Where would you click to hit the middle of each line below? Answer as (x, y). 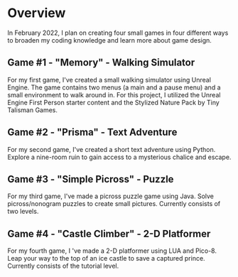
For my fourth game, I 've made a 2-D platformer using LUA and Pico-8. (112, 251)
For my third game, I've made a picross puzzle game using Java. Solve (111, 196)
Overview (37, 13)
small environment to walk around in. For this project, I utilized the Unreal (114, 94)
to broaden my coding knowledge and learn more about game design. (109, 40)
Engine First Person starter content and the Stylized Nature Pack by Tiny (114, 102)
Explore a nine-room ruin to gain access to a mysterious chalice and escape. (119, 157)
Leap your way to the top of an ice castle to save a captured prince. (106, 259)
